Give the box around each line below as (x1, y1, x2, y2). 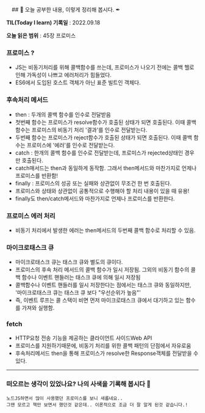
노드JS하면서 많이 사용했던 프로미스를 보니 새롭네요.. (6, 395, 123, 401)
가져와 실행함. (21, 304, 55, 312)
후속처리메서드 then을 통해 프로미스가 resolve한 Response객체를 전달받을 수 (15, 349, 199, 357)
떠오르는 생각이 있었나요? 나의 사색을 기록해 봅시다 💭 (6, 380, 151, 389)
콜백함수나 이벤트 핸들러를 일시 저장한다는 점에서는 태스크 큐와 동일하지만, (15, 281, 192, 289)
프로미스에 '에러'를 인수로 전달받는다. (26, 141, 115, 148)
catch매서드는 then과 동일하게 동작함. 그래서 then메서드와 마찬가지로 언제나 (15, 164, 197, 172)
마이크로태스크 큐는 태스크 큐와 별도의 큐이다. (15, 258, 123, 266)
